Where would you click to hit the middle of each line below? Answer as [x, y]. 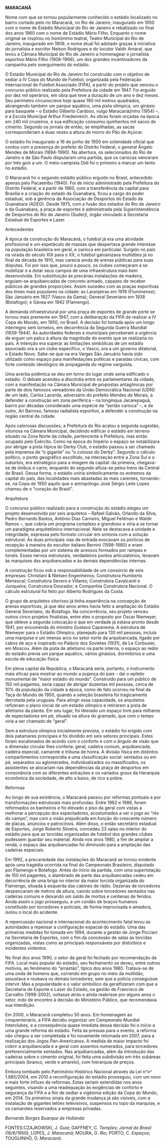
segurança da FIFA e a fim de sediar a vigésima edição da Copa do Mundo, [82, 1093]
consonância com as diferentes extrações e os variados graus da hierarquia [82, 773]
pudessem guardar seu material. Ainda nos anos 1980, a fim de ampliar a [79, 839]
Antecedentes [19, 229]
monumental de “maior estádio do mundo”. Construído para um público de [81, 679]
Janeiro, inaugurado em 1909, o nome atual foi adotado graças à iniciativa [80, 44]
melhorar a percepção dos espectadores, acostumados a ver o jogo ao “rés [82, 813]
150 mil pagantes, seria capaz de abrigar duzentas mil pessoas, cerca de [79, 684]
